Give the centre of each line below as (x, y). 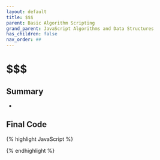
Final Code (27, 124)
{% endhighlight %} (31, 150)
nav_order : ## (24, 40)
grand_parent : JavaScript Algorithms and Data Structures (80, 28)
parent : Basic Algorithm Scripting (51, 23)
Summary (25, 91)
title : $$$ (20, 17)
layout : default (26, 12)
